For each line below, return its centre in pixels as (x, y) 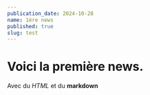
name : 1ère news (30, 20)
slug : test (23, 33)
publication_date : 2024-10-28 (51, 13)
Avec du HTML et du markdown (53, 86)
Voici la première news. (75, 67)
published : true (30, 26)
